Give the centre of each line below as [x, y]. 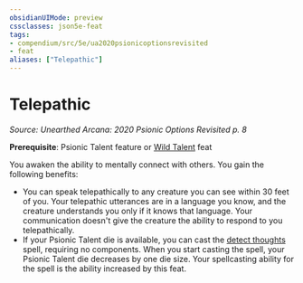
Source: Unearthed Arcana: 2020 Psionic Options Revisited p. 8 [128, 129]
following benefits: [44, 174]
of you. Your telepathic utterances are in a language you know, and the [154, 201]
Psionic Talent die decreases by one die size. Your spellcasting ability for [158, 259]
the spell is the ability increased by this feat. [104, 269]
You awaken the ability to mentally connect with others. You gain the [137, 165]
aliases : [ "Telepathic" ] [56, 60]
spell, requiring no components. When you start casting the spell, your [153, 249]
